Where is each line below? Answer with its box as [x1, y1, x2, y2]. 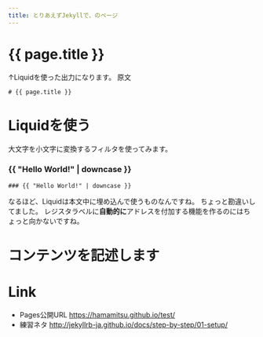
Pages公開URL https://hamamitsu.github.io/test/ [19, 310, 175, 319]
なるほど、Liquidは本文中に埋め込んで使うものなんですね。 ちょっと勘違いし [8, 196, 256, 206]
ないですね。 [42, 216, 84, 225]
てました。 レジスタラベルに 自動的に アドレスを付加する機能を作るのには [8, 206, 244, 216]
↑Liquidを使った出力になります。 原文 [8, 72, 132, 82]
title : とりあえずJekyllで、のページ [8, 11, 119, 20]
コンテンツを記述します [8, 247, 160, 264]
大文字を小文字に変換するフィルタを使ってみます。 [8, 144, 173, 153]
